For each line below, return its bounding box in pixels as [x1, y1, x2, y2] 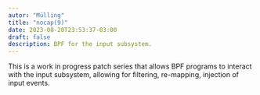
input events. [8, 79, 50, 88]
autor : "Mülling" [8, 11, 65, 19]
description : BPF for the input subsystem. [8, 40, 153, 48]
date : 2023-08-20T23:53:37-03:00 [8, 26, 117, 33]
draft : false [8, 33, 51, 41]
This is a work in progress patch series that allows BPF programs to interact [8, 62, 252, 71]
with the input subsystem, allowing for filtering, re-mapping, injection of [8, 70, 240, 79]
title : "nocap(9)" [8, 19, 68, 26]
